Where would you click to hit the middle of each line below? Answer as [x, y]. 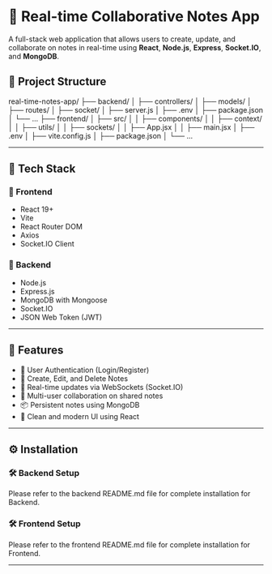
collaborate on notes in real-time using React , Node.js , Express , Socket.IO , [135, 47]
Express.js [37, 291]
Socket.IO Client [47, 244]
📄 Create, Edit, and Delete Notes [74, 378]
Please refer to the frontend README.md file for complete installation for [130, 544]
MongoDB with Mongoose [64, 300]
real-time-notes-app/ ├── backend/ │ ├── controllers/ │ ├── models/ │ [130, 101]
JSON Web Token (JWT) [61, 317]
